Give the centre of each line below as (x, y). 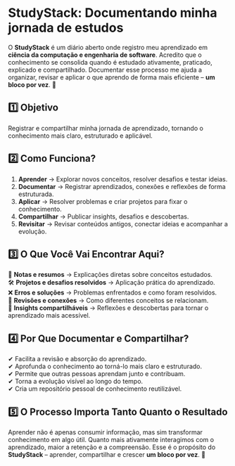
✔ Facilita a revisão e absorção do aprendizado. (77, 359)
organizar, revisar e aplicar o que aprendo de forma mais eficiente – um (112, 77)
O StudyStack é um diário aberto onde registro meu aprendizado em (108, 47)
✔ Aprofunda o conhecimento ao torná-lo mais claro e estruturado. (105, 366)
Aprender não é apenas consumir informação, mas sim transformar (106, 432)
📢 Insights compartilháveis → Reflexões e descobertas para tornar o (108, 308)
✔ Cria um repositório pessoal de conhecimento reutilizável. (95, 389)
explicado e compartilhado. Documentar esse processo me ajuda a (105, 70)
